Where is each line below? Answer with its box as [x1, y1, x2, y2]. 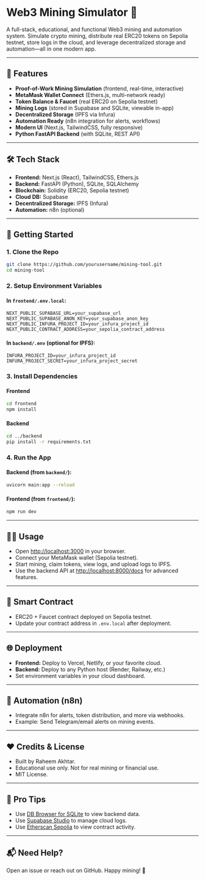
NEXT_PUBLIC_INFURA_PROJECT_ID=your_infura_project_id [6, 321, 149, 327]
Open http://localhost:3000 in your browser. [15, 547, 126, 555]
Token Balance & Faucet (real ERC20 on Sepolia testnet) [15, 98, 158, 105]
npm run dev [6, 509, 37, 515]
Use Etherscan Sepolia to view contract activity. [15, 823, 136, 831]
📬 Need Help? [6, 848, 63, 858]
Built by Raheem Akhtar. [15, 758, 76, 765]
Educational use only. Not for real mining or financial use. [15, 764, 159, 771]
